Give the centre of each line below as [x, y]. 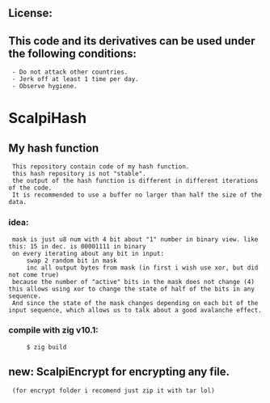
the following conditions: [73, 53]
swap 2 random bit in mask [72, 261]
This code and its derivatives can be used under [132, 41]
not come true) [34, 274]
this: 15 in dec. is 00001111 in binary [78, 246]
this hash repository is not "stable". [79, 174]
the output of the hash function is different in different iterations [135, 181]
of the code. [30, 188]
